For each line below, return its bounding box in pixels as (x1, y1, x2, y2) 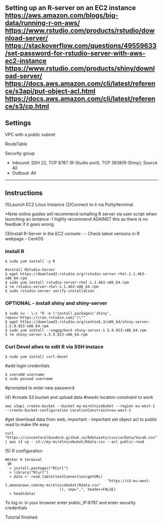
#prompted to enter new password (5, 385, 74, 391)
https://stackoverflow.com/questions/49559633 (5, 42, 157, 50)
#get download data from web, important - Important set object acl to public (5, 416, 158, 422)
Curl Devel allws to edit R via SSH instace (5, 343, 104, 350)
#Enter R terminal (5, 457, 42, 462)
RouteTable (5, 141, 28, 147)
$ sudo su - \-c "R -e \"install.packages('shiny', (5, 311, 112, 316)
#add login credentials (5, 363, 50, 368)
